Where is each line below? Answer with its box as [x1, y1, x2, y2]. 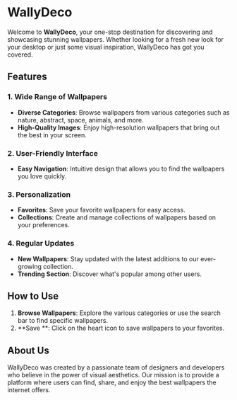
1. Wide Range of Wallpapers [7, 92, 108, 102]
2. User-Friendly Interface [7, 148, 99, 158]
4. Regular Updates [7, 239, 75, 248]
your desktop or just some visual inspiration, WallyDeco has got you [7, 42, 205, 51]
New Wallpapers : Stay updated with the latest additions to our [17, 254, 199, 263]
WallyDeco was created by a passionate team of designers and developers [7, 363, 225, 372]
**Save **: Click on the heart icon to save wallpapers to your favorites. [17, 324, 225, 333]
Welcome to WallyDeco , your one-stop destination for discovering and [7, 28, 213, 36]
